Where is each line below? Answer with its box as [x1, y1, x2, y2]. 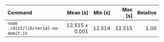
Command [7, 9, 33, 16]
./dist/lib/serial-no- [7, 25, 60, 31]
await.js [7, 30, 28, 36]
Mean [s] [66, 9, 89, 16]
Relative [137, 9, 157, 16]
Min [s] [93, 9, 111, 16]
